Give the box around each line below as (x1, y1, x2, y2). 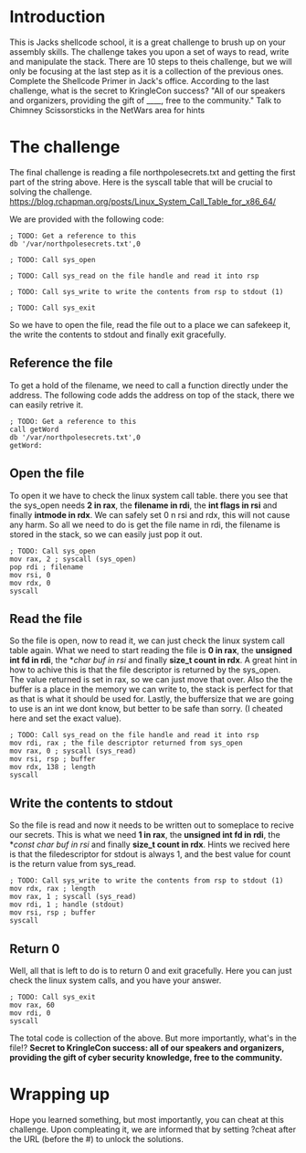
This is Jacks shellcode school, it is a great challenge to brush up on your (9, 37, 286, 48)
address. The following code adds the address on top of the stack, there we (9, 389, 295, 400)
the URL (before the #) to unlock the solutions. (9, 1133, 185, 1144)
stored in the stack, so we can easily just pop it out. (9, 528, 203, 540)
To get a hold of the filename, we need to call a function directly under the (9, 379, 289, 390)
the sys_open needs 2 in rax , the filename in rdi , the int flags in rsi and (9, 500, 278, 511)
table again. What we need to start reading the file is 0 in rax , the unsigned (9, 645, 292, 656)
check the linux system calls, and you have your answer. (9, 975, 222, 986)
